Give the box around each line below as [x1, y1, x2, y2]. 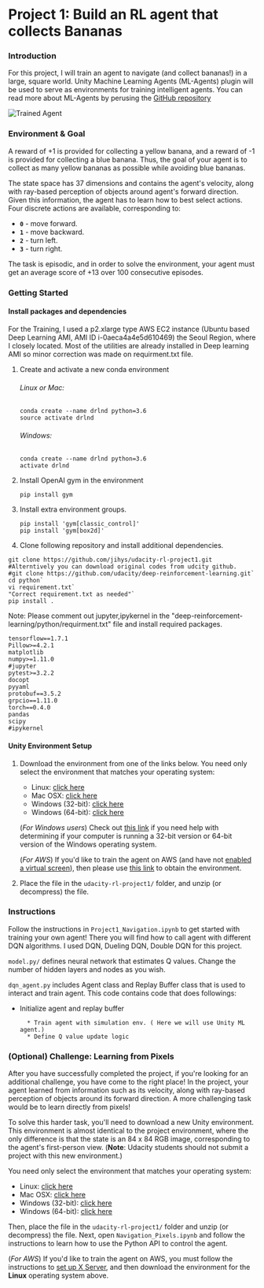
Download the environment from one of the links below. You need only [19, 758, 247, 768]
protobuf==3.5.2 [8, 690, 61, 698]
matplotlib [8, 649, 44, 657]
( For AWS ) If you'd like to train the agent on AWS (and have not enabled [19, 854, 252, 864]
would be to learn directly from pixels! [8, 1102, 131, 1112]
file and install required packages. [112, 620, 222, 629]
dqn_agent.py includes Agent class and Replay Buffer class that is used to [8, 980, 246, 989]
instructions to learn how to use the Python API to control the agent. [8, 1239, 228, 1249]
